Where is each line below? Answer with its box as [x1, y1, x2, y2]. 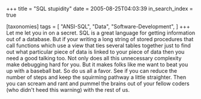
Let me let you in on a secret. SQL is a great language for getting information [6, 29, 196, 36]
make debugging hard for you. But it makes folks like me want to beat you [6, 61, 188, 68]
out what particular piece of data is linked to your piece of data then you [6, 48, 185, 55]
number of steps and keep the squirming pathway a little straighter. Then [6, 74, 187, 81]
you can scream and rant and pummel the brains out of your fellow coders [6, 80, 190, 87]
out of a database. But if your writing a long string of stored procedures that [6, 36, 194, 42]
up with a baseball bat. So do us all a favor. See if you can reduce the [6, 67, 178, 74]
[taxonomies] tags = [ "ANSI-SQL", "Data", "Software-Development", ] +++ [6, 23, 190, 30]
